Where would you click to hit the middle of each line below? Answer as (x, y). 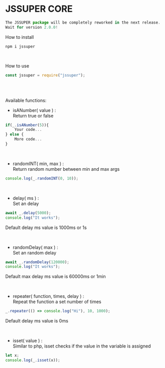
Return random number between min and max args (66, 169)
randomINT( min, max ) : (38, 164)
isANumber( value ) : (34, 110)
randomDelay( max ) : (35, 247)
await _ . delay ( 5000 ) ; (28, 213)
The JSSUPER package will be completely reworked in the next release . (83, 22)
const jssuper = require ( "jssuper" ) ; (45, 75)
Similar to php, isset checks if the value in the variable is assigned (82, 346)
